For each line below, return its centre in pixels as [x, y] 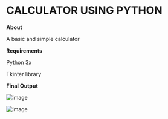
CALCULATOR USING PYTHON [84, 11]
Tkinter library [24, 74]
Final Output [22, 86]
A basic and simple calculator [43, 39]
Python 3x [19, 62]
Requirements [24, 50]
